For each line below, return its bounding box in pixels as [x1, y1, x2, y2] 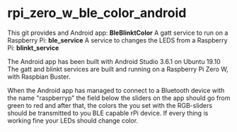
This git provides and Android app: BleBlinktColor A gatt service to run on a [7, 28, 229, 37]
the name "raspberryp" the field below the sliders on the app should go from [7, 94, 231, 102]
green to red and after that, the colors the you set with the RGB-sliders [7, 101, 213, 109]
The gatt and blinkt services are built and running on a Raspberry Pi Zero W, [7, 65, 229, 73]
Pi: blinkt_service [7, 43, 59, 52]
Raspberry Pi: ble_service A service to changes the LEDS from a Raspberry [7, 35, 228, 44]
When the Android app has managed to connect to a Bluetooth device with [7, 86, 225, 94]
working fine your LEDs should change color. [7, 116, 139, 125]
